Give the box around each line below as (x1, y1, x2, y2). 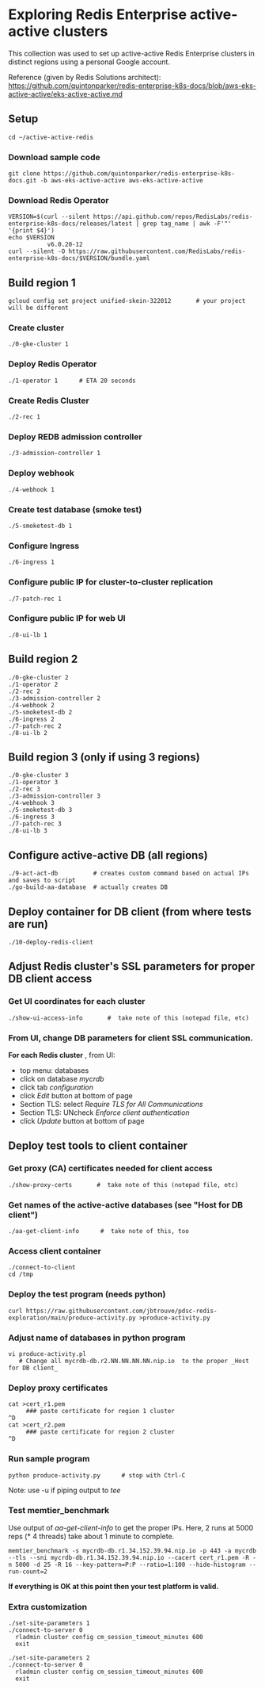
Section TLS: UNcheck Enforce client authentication (19, 1108, 190, 1117)
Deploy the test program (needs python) (8, 1289, 166, 1300)
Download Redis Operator (8, 194, 109, 205)
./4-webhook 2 (8, 701, 55, 709)
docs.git (8, 177, 37, 185)
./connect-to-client (8, 1263, 77, 1272)
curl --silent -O (8, 247, 66, 255)
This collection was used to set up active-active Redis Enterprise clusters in (8, 48, 255, 58)
